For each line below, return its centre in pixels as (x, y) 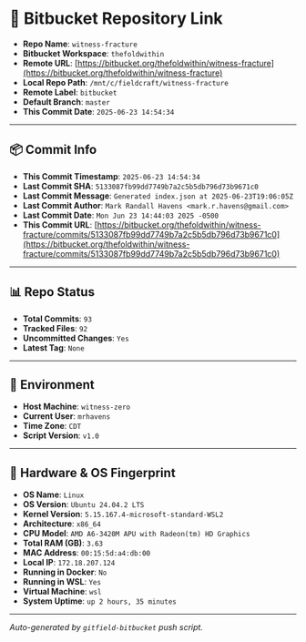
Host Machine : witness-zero (76, 407)
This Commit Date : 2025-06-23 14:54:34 (98, 111)
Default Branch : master (66, 102)
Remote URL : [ (50, 63)
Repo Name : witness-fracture (80, 44)
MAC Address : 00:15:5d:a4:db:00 (87, 553)
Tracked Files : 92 (55, 328)
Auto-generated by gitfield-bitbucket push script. (106, 627)
